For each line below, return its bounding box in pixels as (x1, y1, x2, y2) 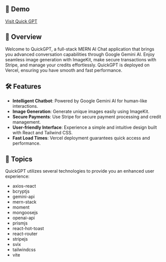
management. (12, 119, 41, 125)
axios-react (12, 183, 36, 189)
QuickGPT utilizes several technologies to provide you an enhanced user (5, 168, 155, 174)
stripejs (12, 236, 28, 242)
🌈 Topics (5, 155, 33, 163)
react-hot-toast (12, 226, 44, 232)
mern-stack (12, 199, 37, 205)
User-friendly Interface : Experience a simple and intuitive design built (12, 124, 157, 130)
